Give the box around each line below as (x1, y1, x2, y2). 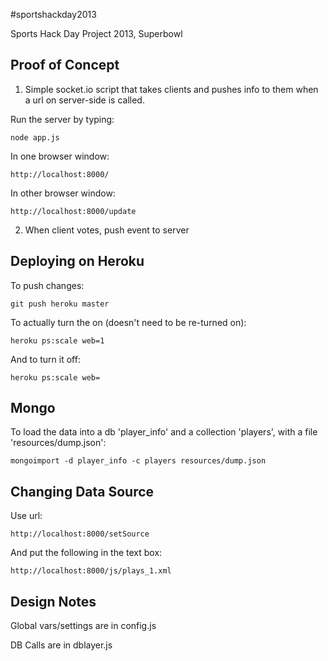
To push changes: (10, 279, 85, 291)
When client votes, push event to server (24, 224, 190, 236)
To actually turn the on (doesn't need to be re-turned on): (10, 316, 247, 328)
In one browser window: (10, 150, 110, 162)
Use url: (10, 510, 43, 522)
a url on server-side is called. (24, 94, 145, 106)
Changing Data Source (10, 483, 155, 500)
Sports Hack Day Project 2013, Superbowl (10, 28, 183, 39)
